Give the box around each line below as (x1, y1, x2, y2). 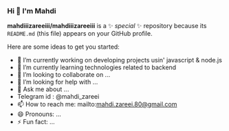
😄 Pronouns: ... (17, 110, 62, 119)
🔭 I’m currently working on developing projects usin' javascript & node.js (17, 56, 222, 64)
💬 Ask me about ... (17, 85, 69, 93)
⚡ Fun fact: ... (17, 118, 55, 126)
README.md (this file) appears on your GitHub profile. (7, 29, 153, 38)
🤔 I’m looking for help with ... (17, 78, 98, 86)
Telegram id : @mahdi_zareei (17, 93, 100, 101)
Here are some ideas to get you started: (7, 43, 120, 51)
